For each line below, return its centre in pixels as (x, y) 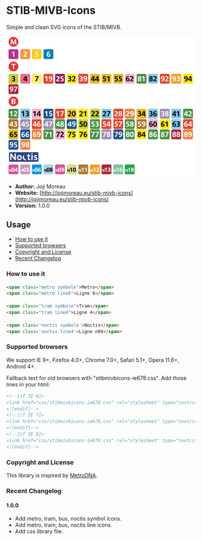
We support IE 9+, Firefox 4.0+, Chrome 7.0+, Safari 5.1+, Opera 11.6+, (93, 360)
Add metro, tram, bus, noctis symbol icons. (68, 519)
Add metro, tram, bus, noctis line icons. (63, 525)
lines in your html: (28, 384)
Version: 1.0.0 (32, 206)
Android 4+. (21, 366)
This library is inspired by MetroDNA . (52, 475)
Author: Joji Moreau (40, 186)
